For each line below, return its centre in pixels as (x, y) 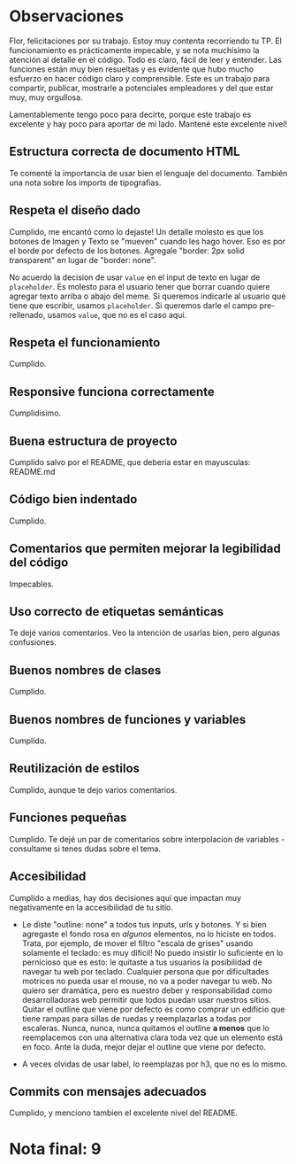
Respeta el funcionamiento (85, 342)
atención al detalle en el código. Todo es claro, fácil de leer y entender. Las (146, 59)
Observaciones (67, 16)
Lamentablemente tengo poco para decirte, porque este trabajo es (130, 114)
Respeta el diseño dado (75, 210)
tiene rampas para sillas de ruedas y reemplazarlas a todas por (137, 1018)
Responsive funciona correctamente (112, 392)
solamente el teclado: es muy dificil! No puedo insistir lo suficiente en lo (152, 952)
